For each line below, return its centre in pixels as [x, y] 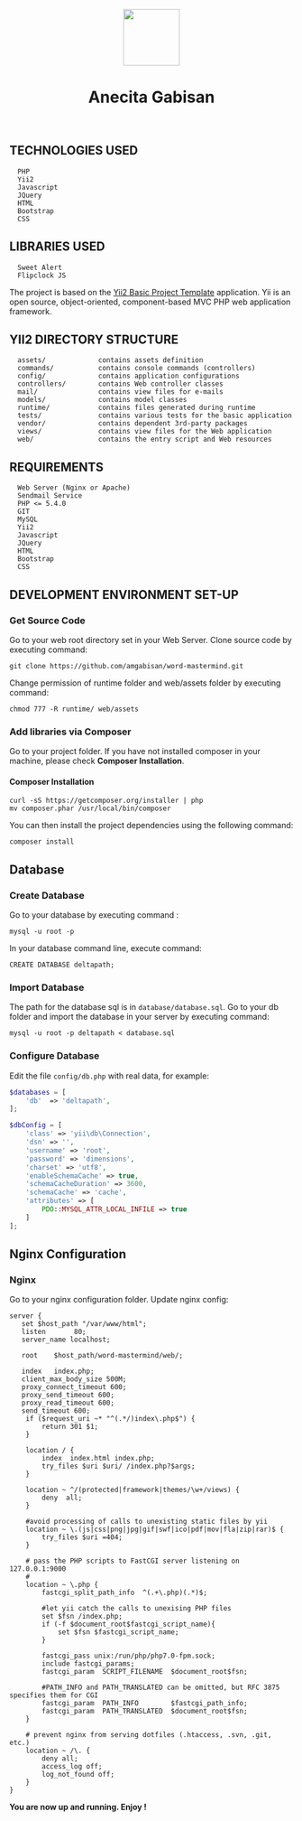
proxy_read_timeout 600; [68, 1403]
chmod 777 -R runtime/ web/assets [74, 709]
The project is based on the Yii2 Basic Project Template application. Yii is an [150, 292]
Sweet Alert [40, 267]
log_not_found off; [78, 1775]
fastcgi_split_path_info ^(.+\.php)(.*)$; [124, 1593]
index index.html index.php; [98, 1459]
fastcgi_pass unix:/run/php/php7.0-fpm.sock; [129, 1656]
